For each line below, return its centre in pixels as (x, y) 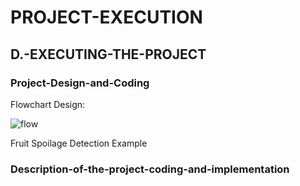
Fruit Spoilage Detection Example (79, 143)
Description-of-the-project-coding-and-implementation (150, 169)
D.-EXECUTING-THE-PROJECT (108, 54)
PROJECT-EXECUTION (106, 17)
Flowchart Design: (48, 104)
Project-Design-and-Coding (80, 83)
